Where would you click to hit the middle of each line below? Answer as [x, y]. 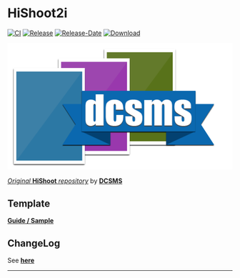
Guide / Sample [31, 221]
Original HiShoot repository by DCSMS [65, 181]
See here [21, 260]
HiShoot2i [37, 13]
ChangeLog [34, 243]
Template [29, 203]
